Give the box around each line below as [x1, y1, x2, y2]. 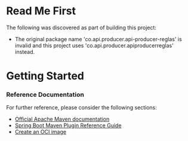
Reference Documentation [6, 91, 85, 99]
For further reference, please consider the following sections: [6, 104, 157, 111]
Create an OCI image [14, 128, 67, 136]
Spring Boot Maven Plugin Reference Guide [14, 122, 122, 129]
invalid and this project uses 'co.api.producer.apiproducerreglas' [14, 42, 174, 49]
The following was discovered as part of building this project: [6, 24, 157, 31]
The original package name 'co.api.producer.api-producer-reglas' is [14, 35, 182, 42]
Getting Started [6, 69, 85, 83]
